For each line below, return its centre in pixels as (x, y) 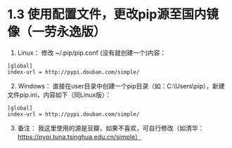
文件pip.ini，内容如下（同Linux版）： (59, 95)
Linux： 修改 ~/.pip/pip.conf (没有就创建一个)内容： (92, 53)
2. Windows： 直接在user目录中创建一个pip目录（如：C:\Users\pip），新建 (117, 86)
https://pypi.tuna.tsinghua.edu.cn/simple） (79, 137)
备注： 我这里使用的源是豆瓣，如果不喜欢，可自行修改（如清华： (111, 128)
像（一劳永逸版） (57, 32)
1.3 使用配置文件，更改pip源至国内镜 (113, 14)
